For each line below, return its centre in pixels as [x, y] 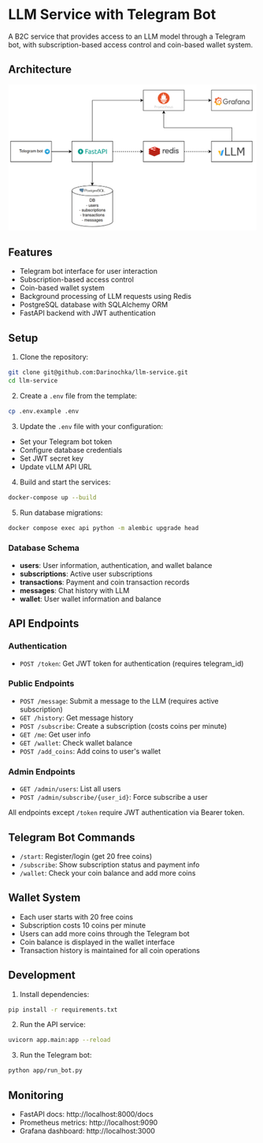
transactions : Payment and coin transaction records [105, 582]
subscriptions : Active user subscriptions [86, 573]
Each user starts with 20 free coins [76, 917]
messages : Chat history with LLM [74, 590]
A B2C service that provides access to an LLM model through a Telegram [127, 36]
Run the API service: [53, 1025]
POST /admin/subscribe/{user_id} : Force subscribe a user [113, 797]
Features [30, 252]
